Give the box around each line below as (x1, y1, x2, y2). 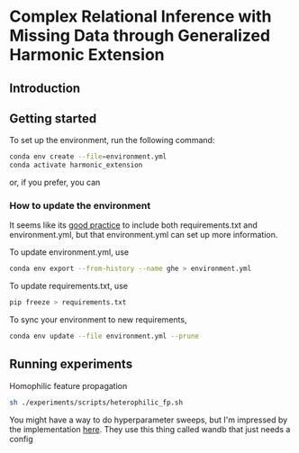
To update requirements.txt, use (9, 281, 129, 292)
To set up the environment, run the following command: (9, 135, 215, 146)
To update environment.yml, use (9, 247, 129, 258)
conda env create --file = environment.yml (9, 152, 168, 161)
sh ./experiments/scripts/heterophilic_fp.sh (9, 398, 183, 407)
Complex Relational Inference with (9, 6, 272, 27)
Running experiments (9, 357, 133, 372)
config (9, 433, 33, 444)
